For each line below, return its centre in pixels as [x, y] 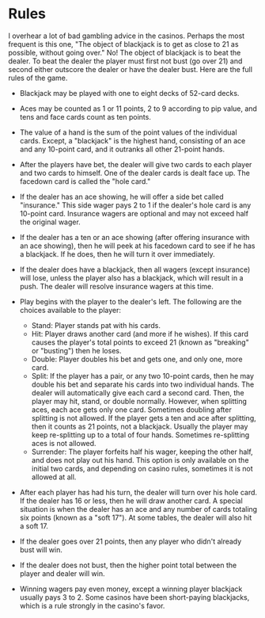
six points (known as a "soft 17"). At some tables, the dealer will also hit [136, 517]
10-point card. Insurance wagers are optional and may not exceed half [134, 213]
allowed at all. [54, 477]
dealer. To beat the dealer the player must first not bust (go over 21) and [125, 61]
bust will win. [41, 549]
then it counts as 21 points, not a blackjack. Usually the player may [140, 426]
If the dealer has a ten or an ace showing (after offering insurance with [134, 237]
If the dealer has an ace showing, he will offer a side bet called [121, 196]
